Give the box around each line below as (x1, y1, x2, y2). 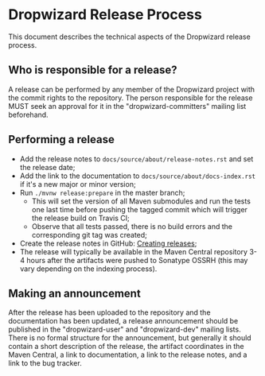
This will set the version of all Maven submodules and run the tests (31, 196, 251, 206)
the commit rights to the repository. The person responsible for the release (8, 93, 253, 103)
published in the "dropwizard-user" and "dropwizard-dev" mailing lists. (8, 324, 241, 335)
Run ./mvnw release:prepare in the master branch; (19, 188, 185, 197)
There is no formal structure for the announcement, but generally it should (8, 333, 252, 343)
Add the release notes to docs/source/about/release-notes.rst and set (19, 153, 254, 164)
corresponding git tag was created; (31, 230, 147, 239)
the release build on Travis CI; (31, 213, 130, 223)
